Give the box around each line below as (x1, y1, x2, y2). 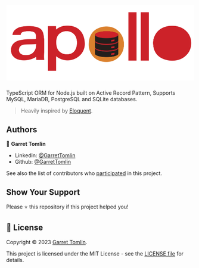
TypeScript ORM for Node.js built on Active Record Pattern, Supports (6, 89, 176, 96)
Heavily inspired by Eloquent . (20, 107, 93, 114)
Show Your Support (6, 187, 80, 197)
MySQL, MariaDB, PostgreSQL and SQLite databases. (6, 96, 138, 103)
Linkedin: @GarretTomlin (14, 152, 76, 159)
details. (6, 256, 24, 263)
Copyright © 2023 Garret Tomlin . (6, 238, 88, 245)
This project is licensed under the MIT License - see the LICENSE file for (6, 250, 184, 257)
